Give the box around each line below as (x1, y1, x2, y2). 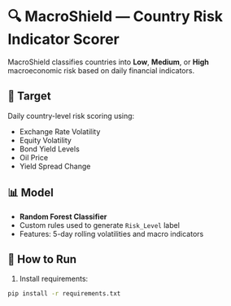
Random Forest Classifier (19, 212, 107, 221)
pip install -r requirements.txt (7, 290, 121, 298)
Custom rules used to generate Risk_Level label (19, 220, 181, 229)
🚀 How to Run (7, 252, 77, 266)
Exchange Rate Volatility (19, 126, 101, 136)
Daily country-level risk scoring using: (7, 111, 135, 120)
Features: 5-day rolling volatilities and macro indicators (19, 229, 204, 238)
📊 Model (7, 186, 54, 200)
